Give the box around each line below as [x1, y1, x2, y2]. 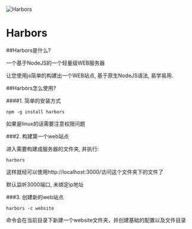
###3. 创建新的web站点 [6, 193, 64, 201]
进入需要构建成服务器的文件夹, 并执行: [6, 145, 100, 152]
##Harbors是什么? [6, 46, 52, 53]
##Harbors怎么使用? [6, 84, 56, 91]
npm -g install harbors [6, 109, 65, 115]
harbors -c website [6, 205, 55, 211]
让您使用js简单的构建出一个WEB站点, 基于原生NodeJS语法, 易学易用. [6, 72, 174, 79]
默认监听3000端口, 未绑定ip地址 [6, 181, 84, 188]
